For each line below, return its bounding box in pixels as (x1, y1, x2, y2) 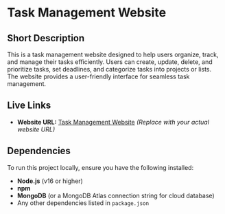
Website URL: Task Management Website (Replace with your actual (16, 118, 209, 126)
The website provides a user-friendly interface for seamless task (7, 72, 190, 81)
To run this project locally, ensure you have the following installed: (7, 163, 194, 171)
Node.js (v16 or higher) (16, 177, 84, 185)
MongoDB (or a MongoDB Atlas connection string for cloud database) (16, 191, 215, 200)
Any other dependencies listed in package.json (16, 198, 150, 207)
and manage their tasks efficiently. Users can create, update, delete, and (7, 58, 213, 66)
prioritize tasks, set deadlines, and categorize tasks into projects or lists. (7, 65, 212, 73)
